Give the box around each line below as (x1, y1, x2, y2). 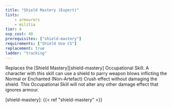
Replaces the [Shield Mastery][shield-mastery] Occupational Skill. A (5, 65, 149, 71)
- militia (14, 22, 36, 27)
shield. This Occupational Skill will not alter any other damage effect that (5, 81, 159, 87)
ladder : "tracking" (5, 50, 47, 56)
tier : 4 (5, 27, 22, 32)
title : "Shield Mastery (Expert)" (5, 7, 80, 13)
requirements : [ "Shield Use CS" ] (5, 41, 77, 46)
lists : (5, 12, 20, 17)
